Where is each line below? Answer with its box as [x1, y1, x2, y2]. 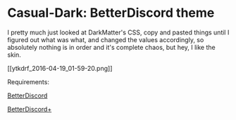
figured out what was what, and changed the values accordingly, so [7, 35, 204, 44]
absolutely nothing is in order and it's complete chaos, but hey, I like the [7, 43, 216, 51]
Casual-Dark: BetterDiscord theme [7, 5, 215, 21]
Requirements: [7, 77, 49, 86]
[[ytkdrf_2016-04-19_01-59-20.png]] [7, 64, 113, 72]
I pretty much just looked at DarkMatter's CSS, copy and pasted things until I [7, 28, 230, 36]
